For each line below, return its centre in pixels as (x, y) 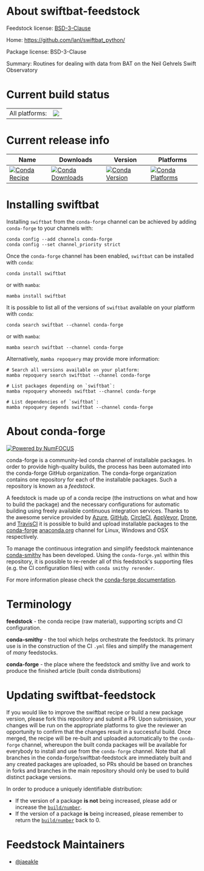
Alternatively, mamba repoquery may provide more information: (83, 358)
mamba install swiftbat (36, 296)
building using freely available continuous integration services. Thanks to (98, 511)
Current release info (58, 140)
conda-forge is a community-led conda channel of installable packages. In (99, 460)
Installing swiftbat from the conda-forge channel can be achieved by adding (101, 221)
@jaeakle (26, 861)
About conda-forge (56, 431)
